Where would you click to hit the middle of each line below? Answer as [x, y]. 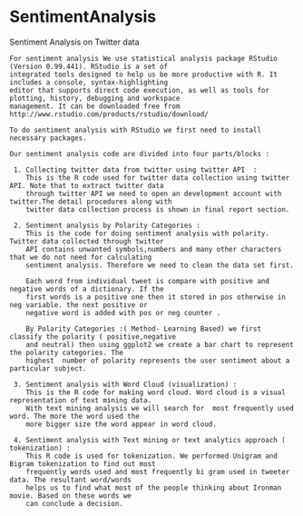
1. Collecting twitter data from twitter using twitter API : [135, 170]
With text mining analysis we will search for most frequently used [160, 408]
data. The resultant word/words [70, 480]
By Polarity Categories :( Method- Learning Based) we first [143, 329]
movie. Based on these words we [70, 496]
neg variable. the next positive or [78, 305]
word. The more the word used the [75, 416]
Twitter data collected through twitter [87, 241]
